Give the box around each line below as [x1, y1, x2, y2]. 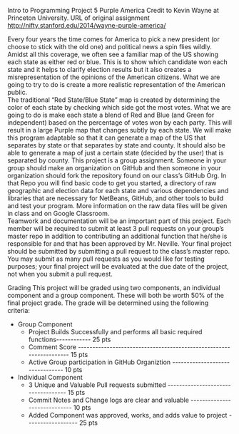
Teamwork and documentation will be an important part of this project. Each [7, 217, 231, 225]
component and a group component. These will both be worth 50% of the [7, 291, 225, 299]
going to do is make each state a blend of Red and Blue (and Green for [7, 110, 215, 119]
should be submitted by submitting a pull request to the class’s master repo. [7, 247, 230, 255]
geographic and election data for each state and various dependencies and [7, 187, 229, 195]
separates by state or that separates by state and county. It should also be [7, 141, 226, 149]
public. [7, 88, 28, 96]
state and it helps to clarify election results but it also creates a [7, 66, 192, 73]
